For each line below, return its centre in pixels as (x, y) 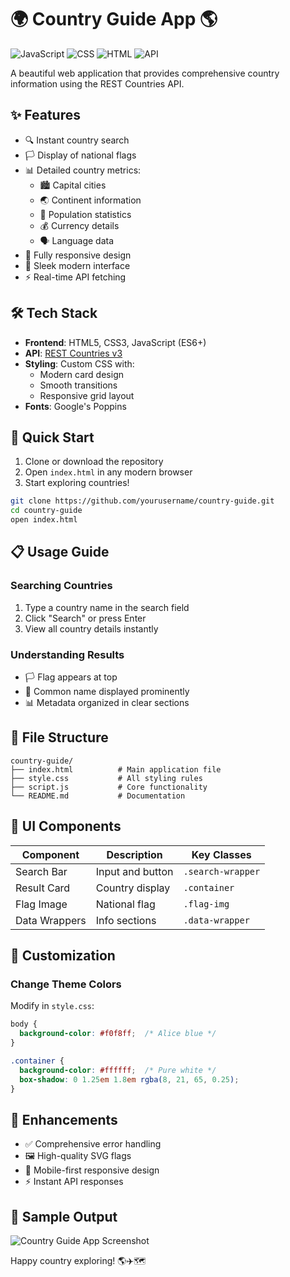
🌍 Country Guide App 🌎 (114, 19)
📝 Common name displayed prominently (107, 691)
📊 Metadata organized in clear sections (107, 702)
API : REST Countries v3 (73, 353)
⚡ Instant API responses (74, 1182)
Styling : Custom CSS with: (79, 363)
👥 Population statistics (85, 214)
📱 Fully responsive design (78, 255)
